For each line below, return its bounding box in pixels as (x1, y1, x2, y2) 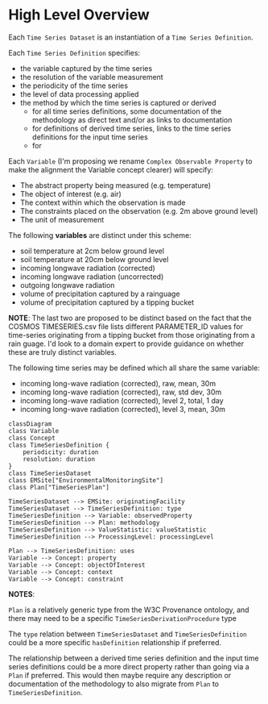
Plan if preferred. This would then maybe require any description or (8, 670, 232, 680)
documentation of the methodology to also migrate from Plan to (8, 679, 220, 689)
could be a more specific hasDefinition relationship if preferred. (8, 637, 222, 647)
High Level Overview (8, 6, 150, 24)
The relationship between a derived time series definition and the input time (8, 653, 259, 663)
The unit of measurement (19, 215, 105, 224)
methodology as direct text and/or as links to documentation (31, 115, 233, 124)
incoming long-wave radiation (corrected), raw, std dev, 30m (19, 387, 222, 397)
